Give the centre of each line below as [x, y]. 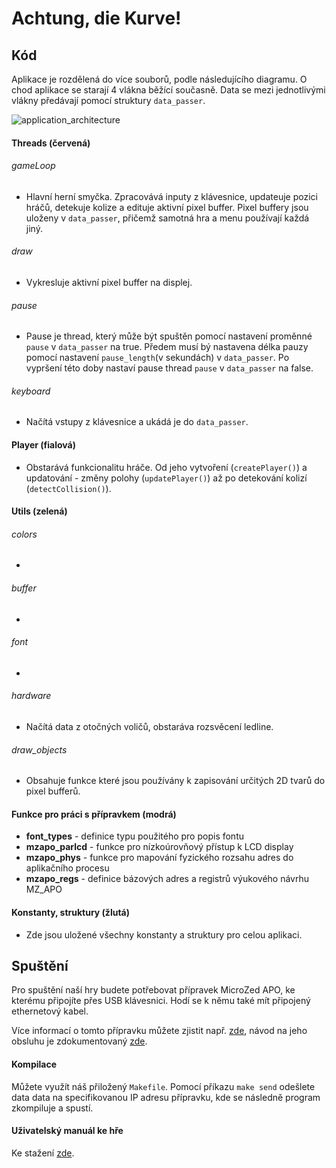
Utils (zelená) [39, 511]
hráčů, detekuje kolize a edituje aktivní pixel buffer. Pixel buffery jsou [167, 207]
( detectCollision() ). [68, 488]
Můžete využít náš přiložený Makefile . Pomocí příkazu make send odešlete [163, 1086]
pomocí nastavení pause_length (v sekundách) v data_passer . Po [157, 358]
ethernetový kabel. [50, 1011]
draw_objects [39, 749]
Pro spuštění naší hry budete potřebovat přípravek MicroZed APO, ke [153, 990]
